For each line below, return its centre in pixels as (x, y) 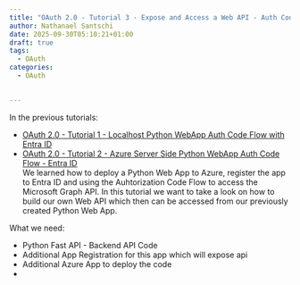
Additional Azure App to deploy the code (97, 264)
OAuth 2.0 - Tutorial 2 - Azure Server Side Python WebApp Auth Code (151, 154)
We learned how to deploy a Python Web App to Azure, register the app (154, 172)
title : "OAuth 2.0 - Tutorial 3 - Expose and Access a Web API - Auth (143, 17)
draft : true (31, 42)
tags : (19, 51)
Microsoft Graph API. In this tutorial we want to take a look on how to (148, 191)
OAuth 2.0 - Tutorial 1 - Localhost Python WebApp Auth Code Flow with (154, 134)
